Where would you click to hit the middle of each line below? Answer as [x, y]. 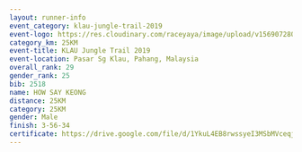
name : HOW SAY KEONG [48, 92]
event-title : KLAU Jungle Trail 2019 [80, 51]
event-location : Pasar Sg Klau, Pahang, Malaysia [104, 59]
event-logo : [31, 34]
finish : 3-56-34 [40, 126]
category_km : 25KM [44, 42]
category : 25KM [38, 109]
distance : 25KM [38, 101]
